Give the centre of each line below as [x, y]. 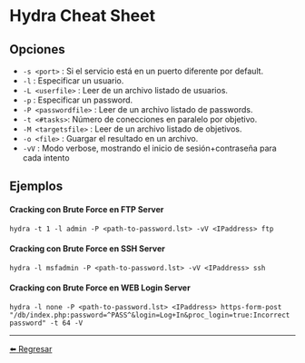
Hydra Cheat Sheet [83, 16]
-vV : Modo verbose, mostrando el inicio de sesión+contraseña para [149, 148]
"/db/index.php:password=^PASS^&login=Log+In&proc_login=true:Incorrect [150, 315]
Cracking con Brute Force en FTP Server [87, 209]
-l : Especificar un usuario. [73, 81]
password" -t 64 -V [46, 323]
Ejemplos [36, 186]
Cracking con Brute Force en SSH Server [87, 249]
